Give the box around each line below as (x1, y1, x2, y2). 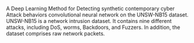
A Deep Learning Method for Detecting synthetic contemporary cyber (6, 5, 175, 12)
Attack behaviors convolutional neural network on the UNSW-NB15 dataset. (6, 11, 189, 18)
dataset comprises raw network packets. (6, 30, 105, 37)
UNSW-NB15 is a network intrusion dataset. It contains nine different (6, 18, 172, 24)
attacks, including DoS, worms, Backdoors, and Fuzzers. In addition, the (6, 24, 180, 31)
